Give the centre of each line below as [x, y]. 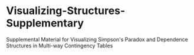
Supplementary [45, 23]
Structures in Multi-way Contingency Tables [60, 46]
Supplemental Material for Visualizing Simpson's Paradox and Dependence [97, 39]
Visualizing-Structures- [66, 11]
